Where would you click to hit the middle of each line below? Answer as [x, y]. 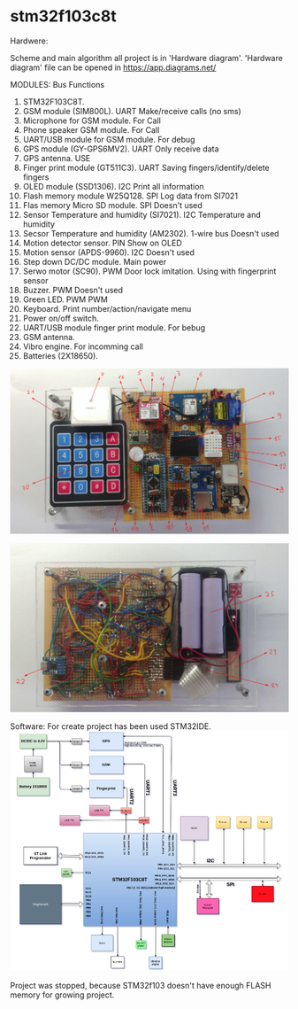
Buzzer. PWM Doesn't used [73, 290]
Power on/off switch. [61, 318]
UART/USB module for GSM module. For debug [109, 139]
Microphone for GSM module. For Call [92, 120]
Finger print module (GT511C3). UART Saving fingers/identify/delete [146, 167]
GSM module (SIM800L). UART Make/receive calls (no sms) [132, 111]
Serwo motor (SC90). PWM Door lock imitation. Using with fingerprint [149, 271]
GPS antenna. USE [57, 158]
